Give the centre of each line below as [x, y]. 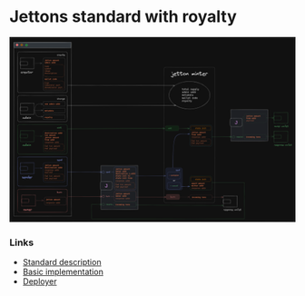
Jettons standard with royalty [123, 17]
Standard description [62, 262]
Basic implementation [63, 272]
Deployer [39, 281]
